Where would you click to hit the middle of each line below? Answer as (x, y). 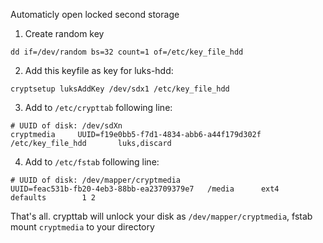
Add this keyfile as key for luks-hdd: (99, 70)
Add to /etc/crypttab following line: (98, 107)
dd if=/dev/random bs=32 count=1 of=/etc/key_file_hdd (127, 52)
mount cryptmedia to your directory (82, 227)
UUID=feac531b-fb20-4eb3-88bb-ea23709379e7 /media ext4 (145, 189)
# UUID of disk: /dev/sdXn (66, 126)
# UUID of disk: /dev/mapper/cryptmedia (96, 180)
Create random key (64, 33)
